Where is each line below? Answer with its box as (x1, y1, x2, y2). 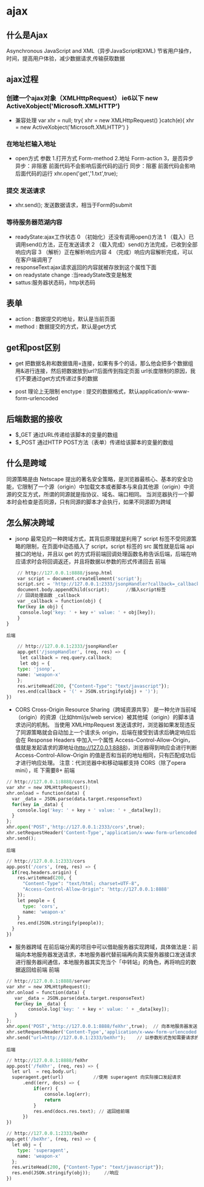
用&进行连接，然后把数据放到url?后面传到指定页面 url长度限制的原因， (15, 368, 191, 375)
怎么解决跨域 (6, 518, 55, 528)
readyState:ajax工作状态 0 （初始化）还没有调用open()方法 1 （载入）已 (15, 233, 194, 241)
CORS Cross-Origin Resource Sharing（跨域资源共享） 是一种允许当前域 (15, 706, 197, 713)
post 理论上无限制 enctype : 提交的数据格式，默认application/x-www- (15, 388, 190, 395)
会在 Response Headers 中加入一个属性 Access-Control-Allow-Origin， (15, 736, 194, 744)
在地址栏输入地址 (6, 140, 56, 148)
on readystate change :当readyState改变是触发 (15, 271, 132, 278)
